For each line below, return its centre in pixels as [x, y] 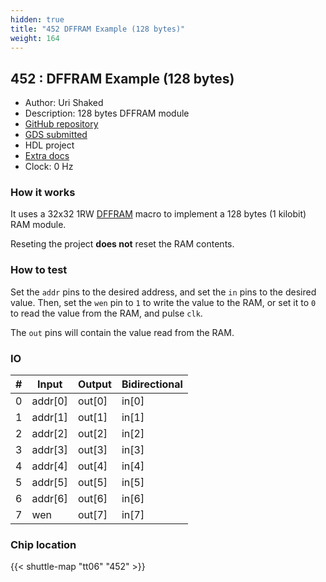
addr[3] [49, 450]
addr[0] [49, 401]
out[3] [92, 450]
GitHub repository [61, 124]
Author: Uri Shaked [64, 103]
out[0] [92, 401]
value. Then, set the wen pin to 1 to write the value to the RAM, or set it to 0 [163, 302]
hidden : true [37, 19]
